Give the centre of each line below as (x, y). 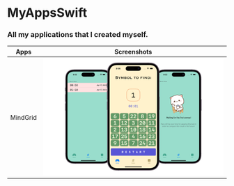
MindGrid (23, 117)
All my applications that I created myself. (78, 35)
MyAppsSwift (47, 13)
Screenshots (133, 52)
